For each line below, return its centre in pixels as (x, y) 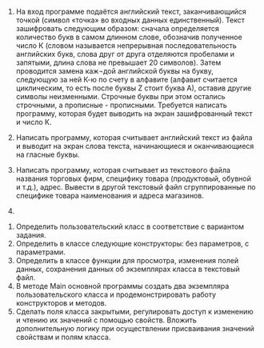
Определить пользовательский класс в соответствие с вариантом (130, 226)
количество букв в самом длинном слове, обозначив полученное (129, 37)
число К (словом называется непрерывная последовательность (126, 46)
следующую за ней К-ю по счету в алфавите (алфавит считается (126, 80)
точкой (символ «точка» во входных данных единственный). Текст (130, 20)
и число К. (34, 122)
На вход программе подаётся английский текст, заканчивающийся (131, 12)
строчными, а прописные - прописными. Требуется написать (122, 105)
